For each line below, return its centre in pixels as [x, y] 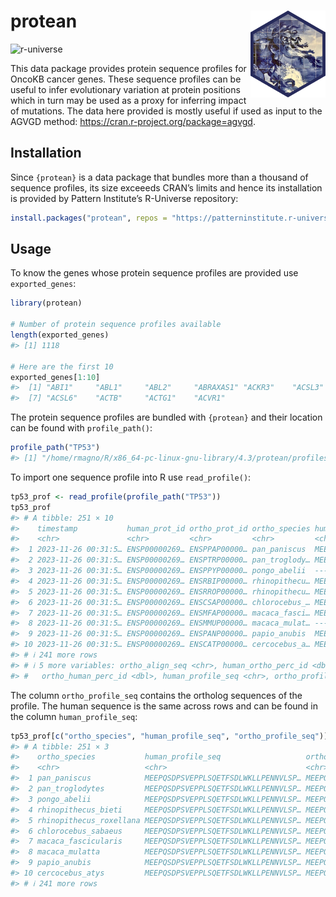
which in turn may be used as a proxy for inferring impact [128, 100]
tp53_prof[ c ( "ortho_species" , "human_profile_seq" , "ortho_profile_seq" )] [169, 736]
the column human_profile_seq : [74, 716]
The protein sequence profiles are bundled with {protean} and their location [166, 417]
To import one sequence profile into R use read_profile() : [131, 477]
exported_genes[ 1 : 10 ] [55, 377]
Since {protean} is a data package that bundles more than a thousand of [159, 177]
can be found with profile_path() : [81, 428]
